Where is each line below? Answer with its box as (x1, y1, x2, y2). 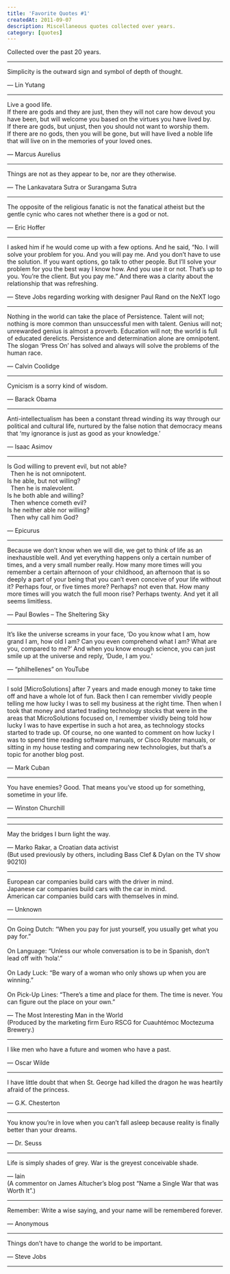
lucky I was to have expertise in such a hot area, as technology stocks (7, 721, 205, 729)
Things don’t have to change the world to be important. (7, 1239, 163, 1247)
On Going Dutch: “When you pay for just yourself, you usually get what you (7, 925, 219, 934)
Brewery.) (7, 1025, 35, 1034)
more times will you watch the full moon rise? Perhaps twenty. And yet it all (7, 590, 219, 598)
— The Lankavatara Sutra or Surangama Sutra (7, 183, 137, 192)
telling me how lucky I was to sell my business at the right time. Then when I (7, 699, 222, 708)
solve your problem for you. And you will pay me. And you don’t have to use (7, 251, 221, 259)
